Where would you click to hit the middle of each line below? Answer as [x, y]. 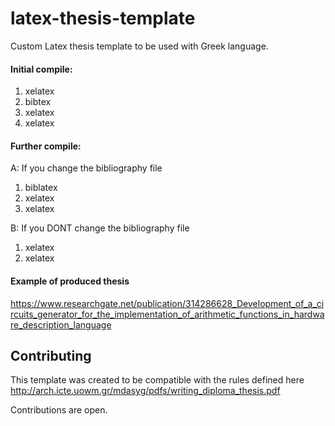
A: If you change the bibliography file [86, 168]
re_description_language [61, 324]
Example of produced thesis [70, 281]
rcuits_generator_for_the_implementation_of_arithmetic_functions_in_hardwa [167, 314]
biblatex [41, 188]
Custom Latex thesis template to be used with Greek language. [139, 46]
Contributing [51, 355]
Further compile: [46, 146]
